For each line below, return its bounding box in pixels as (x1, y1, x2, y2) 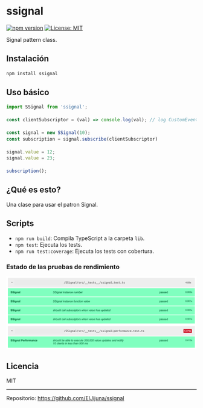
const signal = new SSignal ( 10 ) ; (6, 129, 91, 136)
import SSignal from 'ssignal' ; (6, 104, 88, 110)
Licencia (6, 361, 39, 371)
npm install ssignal (6, 70, 59, 76)
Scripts (6, 218, 34, 229)
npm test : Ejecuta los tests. (14, 241, 83, 248)
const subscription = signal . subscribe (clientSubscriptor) (6, 136, 158, 142)
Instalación (6, 53, 50, 64)
